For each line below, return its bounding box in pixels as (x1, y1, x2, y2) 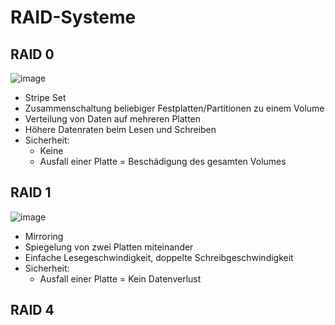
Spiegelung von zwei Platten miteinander (24, 241, 194, 253)
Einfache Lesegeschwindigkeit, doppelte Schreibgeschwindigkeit (24, 251, 294, 263)
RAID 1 (10, 184, 52, 201)
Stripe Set (24, 92, 67, 103)
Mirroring (24, 230, 64, 242)
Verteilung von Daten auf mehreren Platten (24, 113, 202, 125)
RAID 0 (10, 46, 55, 63)
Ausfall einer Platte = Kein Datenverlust (39, 272, 202, 285)
